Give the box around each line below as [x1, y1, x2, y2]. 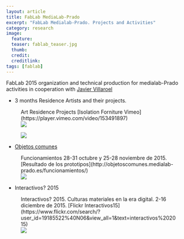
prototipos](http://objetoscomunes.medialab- [64, 161, 174, 168]
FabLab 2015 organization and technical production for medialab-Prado [6, 79, 179, 87]
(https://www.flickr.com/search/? [21, 208, 101, 215]
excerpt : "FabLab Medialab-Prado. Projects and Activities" [6, 19, 156, 25]
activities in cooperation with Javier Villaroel [6, 86, 113, 93]
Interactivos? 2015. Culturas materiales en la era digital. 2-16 [21, 195, 166, 203]
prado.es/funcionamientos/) [21, 167, 88, 174]
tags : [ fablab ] [6, 63, 43, 69]
